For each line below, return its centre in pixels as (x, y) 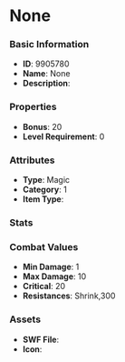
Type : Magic (46, 180)
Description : (46, 84)
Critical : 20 (44, 287)
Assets (25, 319)
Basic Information (49, 45)
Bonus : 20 (42, 126)
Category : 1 (45, 190)
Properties (33, 107)
